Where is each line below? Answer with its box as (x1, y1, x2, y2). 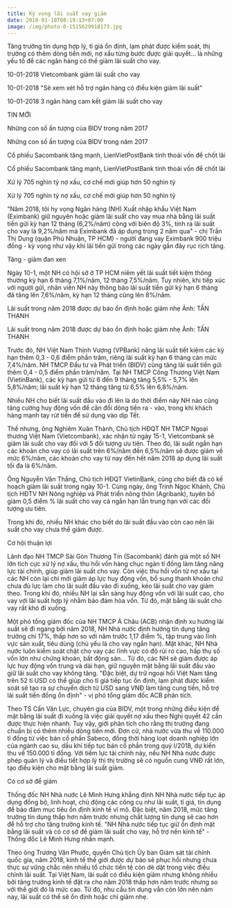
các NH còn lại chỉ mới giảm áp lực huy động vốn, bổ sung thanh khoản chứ (7, 575, 224, 583)
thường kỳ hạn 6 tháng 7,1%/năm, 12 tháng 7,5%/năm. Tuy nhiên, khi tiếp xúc (7, 276, 226, 285)
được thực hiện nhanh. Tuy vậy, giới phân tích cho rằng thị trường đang (7, 720, 210, 728)
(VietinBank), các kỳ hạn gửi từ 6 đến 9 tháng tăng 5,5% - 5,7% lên (7, 376, 199, 384)
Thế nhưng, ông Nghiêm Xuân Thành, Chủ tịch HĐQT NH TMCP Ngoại (7, 424, 208, 433)
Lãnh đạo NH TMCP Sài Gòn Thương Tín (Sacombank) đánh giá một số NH (7, 552, 220, 561)
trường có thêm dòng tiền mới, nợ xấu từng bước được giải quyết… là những (7, 49, 223, 58)
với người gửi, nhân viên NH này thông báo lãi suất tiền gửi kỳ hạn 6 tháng (7, 283, 218, 292)
